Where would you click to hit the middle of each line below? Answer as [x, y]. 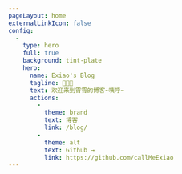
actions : [44, 98]
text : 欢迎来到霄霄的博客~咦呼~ [77, 90]
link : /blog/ [66, 127]
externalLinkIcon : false [50, 23]
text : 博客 [61, 120]
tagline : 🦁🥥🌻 [51, 83]
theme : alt [62, 142]
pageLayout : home [37, 16]
